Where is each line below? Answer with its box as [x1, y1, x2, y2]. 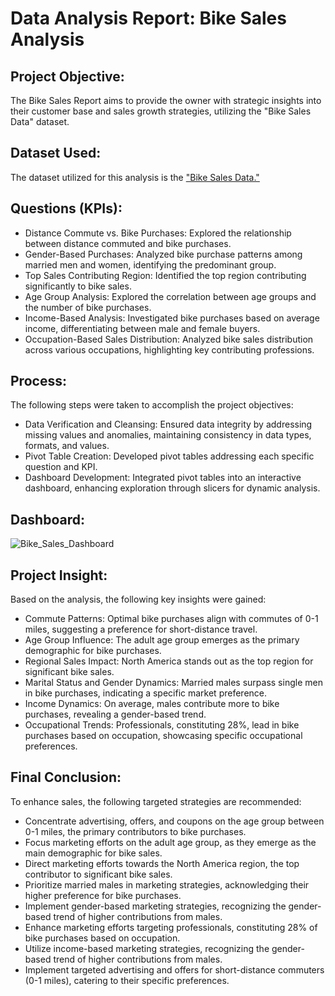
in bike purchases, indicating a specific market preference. [24, 687, 268, 699]
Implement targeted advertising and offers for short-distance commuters [24, 963, 325, 976]
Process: [10, 373, 67, 390]
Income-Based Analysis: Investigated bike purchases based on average [24, 312, 320, 324]
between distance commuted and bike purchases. [24, 237, 232, 249]
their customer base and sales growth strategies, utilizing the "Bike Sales [10, 105, 312, 117]
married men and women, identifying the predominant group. [24, 258, 277, 271]
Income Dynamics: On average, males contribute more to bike [24, 698, 280, 710]
